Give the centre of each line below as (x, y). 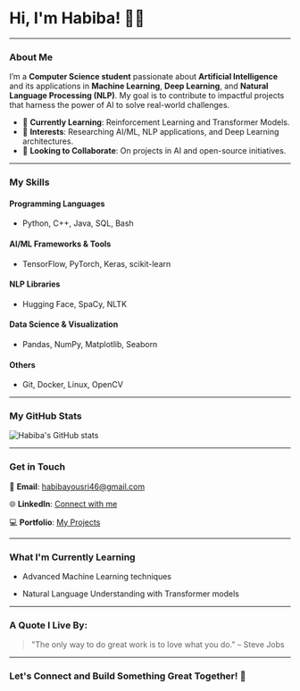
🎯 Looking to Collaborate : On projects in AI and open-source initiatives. (154, 151)
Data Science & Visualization (64, 324)
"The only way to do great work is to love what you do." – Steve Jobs (158, 645)
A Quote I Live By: (48, 625)
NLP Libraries (35, 284)
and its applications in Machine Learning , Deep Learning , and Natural (139, 86)
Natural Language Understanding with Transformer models (130, 594)
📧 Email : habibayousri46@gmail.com (77, 487)
